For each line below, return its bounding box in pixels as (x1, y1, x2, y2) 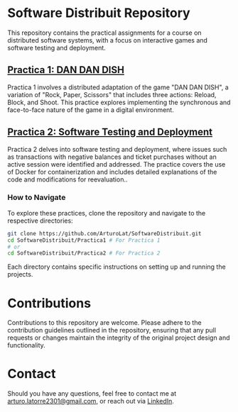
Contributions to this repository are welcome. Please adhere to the (7, 318, 202, 327)
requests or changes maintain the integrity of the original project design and (7, 333, 230, 342)
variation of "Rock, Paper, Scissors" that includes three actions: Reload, (7, 90, 217, 99)
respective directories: (7, 216, 73, 225)
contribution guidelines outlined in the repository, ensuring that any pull (7, 326, 217, 335)
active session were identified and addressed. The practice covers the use (7, 160, 226, 168)
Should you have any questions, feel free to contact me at (7, 389, 176, 398)
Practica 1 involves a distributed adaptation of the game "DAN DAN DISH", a (7, 83, 229, 91)
